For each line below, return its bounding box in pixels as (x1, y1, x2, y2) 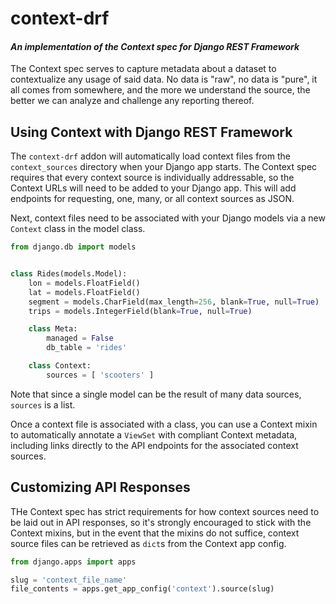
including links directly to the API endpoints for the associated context (10, 439, 299, 451)
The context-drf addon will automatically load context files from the (10, 150, 291, 162)
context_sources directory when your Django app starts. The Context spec (10, 161, 318, 173)
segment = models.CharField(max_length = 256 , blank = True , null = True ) (28, 297, 320, 307)
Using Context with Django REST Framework (10, 123, 293, 141)
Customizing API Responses (10, 479, 191, 496)
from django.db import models (10, 242, 137, 252)
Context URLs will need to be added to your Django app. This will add (10, 182, 297, 194)
